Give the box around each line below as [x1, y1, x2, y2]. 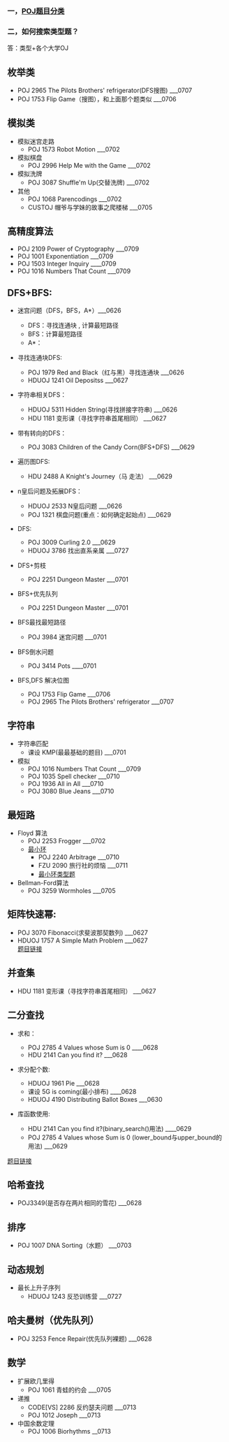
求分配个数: [17, 1065, 50, 1073]
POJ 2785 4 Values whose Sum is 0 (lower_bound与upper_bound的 [27, 1133, 222, 1142]
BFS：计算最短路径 [27, 330, 83, 338]
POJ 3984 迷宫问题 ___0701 [27, 633, 107, 641]
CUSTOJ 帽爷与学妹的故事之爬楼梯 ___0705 [27, 203, 153, 211]
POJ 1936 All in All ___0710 [27, 780, 104, 788]
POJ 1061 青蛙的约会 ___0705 [27, 1385, 112, 1394]
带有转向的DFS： [17, 429, 67, 437]
